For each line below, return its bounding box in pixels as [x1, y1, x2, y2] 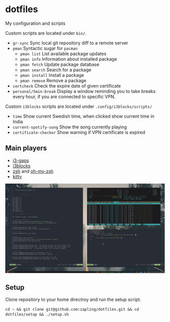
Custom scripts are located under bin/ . [5, 30, 87, 36]
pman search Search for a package [20, 67, 92, 73]
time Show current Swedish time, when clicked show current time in [12, 113, 155, 119]
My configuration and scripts [5, 20, 66, 26]
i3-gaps [12, 157, 29, 163]
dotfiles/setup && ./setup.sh [5, 312, 69, 317]
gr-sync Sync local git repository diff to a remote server [12, 39, 129, 46]
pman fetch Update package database [20, 61, 100, 67]
